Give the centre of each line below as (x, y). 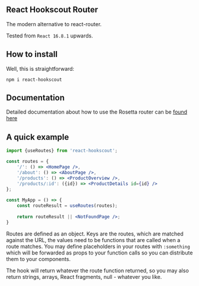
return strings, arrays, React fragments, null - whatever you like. (84, 276)
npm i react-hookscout (34, 80)
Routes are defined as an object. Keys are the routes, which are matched (95, 234)
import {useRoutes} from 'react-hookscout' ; (62, 151)
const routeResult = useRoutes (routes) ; (67, 206)
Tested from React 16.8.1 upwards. (50, 36)
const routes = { (28, 162)
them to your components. (38, 259)
